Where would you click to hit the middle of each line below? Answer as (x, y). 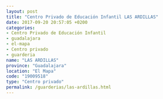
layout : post (22, 11)
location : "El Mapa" (31, 71)
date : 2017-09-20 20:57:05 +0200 (47, 22)
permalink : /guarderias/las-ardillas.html (59, 87)
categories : (21, 28)
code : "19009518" (27, 76)
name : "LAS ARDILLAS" (33, 60)
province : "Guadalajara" (36, 66)
